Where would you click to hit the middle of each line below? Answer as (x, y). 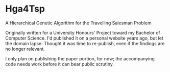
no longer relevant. (25, 49)
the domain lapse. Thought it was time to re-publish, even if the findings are (85, 43)
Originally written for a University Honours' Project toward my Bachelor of (83, 32)
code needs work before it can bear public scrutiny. (59, 64)
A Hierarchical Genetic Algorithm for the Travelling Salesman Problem (78, 23)
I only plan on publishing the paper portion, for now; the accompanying (80, 58)
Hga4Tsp (25, 9)
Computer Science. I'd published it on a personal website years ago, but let (84, 38)
